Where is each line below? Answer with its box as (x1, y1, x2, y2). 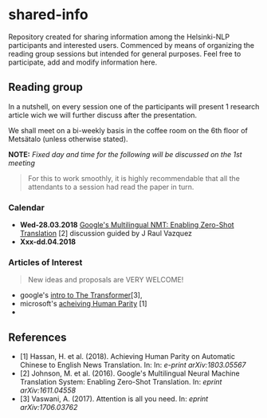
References (8, 330, 67, 344)
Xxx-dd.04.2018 (19, 237, 77, 246)
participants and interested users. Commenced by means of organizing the (8, 40, 255, 49)
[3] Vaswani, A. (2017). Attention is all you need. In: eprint (19, 394, 209, 404)
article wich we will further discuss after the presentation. (8, 110, 198, 120)
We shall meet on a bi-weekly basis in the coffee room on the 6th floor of (8, 125, 249, 135)
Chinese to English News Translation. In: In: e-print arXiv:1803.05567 (19, 361, 246, 370)
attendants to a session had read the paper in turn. (27, 182, 194, 191)
